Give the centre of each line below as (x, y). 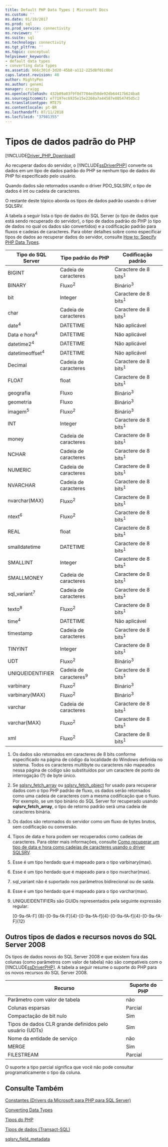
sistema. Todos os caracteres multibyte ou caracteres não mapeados (83, 764)
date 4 (14, 325)
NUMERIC (19, 470)
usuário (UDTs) (25, 1030)
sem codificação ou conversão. (45, 827)
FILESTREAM (23, 1055)
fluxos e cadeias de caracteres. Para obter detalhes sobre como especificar (83, 231)
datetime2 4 (21, 343)
